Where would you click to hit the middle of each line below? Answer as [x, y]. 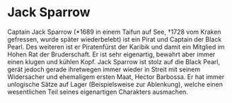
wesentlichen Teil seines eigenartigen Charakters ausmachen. [98, 92]
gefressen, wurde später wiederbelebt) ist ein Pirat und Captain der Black [115, 39]
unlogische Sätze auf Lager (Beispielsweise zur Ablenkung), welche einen [115, 84]
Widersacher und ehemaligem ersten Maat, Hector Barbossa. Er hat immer [116, 77]
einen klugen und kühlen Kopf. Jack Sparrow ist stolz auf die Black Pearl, [114, 61]
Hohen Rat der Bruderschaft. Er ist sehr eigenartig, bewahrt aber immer [111, 54]
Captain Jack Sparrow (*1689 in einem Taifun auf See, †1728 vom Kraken [114, 32]
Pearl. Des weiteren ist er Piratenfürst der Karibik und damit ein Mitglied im [116, 47]
